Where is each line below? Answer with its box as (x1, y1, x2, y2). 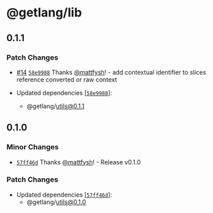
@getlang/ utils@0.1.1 (26, 101, 85, 110)
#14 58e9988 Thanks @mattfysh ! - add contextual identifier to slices (16, 68, 207, 76)
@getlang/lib (6, 5, 82, 21)
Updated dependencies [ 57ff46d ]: (16, 190, 112, 199)
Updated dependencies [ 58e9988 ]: (16, 88, 112, 97)
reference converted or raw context (16, 75, 117, 84)
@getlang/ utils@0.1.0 (26, 197, 86, 206)
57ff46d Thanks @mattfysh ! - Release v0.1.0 (16, 158, 141, 166)
